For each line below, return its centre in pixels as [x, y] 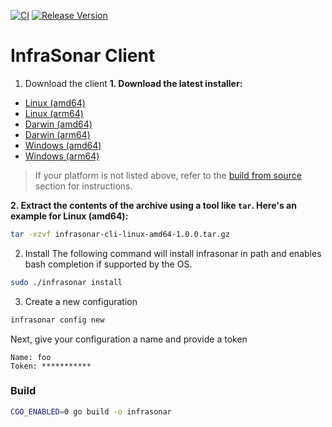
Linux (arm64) [54, 113]
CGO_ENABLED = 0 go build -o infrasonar [91, 411]
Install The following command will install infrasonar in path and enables [173, 253]
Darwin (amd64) [58, 124]
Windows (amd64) [63, 145]
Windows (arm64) [62, 156]
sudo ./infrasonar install [66, 282]
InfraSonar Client [83, 56]
